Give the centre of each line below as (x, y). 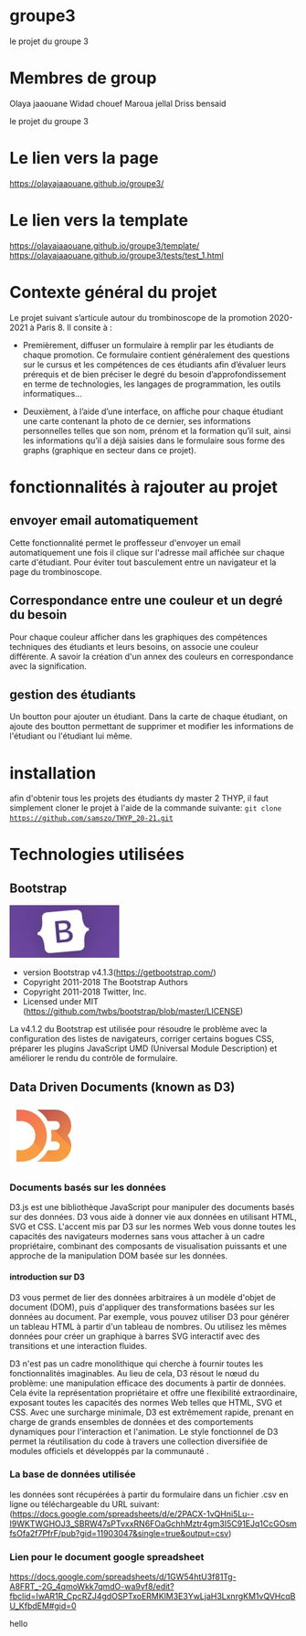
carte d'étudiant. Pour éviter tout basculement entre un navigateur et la (143, 562)
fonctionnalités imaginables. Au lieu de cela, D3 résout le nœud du (134, 1373)
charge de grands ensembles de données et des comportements (132, 1421)
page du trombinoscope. (56, 571)
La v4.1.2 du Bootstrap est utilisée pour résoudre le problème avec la (138, 1029)
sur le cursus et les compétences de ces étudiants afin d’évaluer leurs (154, 364)
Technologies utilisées (97, 855)
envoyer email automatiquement (104, 521)
